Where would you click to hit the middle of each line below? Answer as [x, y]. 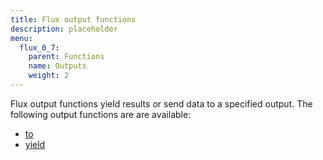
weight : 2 [49, 76]
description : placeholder [64, 29]
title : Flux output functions [73, 19]
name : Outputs [57, 66]
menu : [21, 38]
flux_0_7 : [39, 47]
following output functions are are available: [101, 114]
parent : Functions [66, 57]
